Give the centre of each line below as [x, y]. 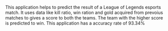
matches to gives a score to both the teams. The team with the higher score [84, 18]
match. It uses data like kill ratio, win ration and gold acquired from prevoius [84, 12]
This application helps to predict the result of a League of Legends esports [83, 7]
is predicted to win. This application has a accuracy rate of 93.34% [75, 23]
